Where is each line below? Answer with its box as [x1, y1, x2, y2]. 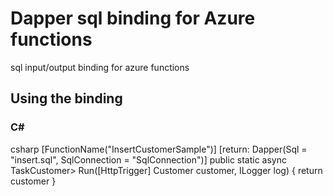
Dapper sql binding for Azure [10, 7, 256, 30]
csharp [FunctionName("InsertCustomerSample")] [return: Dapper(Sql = [10, 143, 308, 155]
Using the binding [10, 90, 123, 107]
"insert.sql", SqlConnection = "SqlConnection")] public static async [10, 153, 288, 166]
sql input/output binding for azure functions [10, 61, 190, 73]
